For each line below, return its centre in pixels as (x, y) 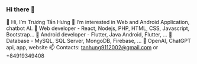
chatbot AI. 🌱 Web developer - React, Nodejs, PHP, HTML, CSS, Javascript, (98, 28)
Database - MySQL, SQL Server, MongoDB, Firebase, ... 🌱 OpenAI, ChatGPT (98, 41)
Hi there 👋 (21, 9)
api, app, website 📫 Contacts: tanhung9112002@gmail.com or (82, 48)
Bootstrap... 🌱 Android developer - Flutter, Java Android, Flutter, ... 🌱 (89, 35)
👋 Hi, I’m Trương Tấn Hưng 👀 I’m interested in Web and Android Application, (98, 22)
